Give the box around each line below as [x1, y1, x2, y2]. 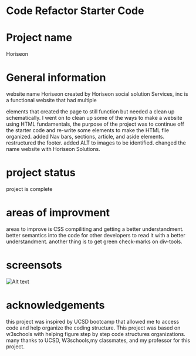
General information [6, 71, 106, 85]
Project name [6, 31, 72, 45]
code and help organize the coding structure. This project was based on [6, 324, 181, 331]
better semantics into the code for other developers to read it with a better [6, 231, 186, 239]
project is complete [6, 186, 53, 192]
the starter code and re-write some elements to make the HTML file [6, 127, 170, 134]
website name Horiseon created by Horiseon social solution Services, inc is [6, 90, 188, 98]
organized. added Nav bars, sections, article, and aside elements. [6, 133, 165, 140]
